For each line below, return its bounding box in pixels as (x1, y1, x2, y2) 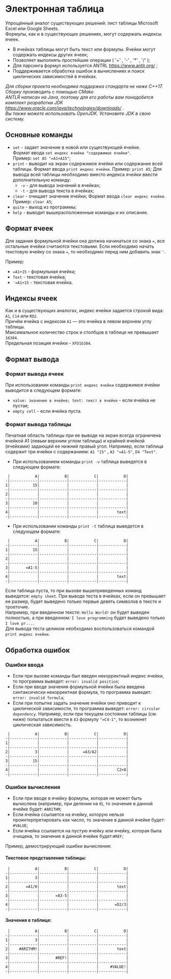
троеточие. (5, 604, 30, 610)
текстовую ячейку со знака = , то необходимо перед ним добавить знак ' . (5, 248, 166, 254)
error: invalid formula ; (12, 694, 65, 701)
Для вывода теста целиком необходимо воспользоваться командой (5, 625, 155, 632)
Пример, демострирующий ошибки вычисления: (5, 843, 112, 849)
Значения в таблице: (5, 917, 52, 923)
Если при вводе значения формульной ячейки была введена (12, 684, 145, 690)
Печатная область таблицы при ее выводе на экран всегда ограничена (5, 432, 161, 438)
